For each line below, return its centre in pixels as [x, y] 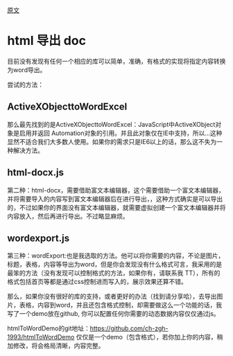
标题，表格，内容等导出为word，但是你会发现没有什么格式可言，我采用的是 [115, 265]
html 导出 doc [47, 41]
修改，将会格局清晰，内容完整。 [59, 346]
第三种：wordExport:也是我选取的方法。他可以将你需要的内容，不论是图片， [116, 256]
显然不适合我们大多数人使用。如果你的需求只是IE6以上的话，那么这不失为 [112, 141]
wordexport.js [38, 238]
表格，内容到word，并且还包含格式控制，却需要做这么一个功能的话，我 [121, 305]
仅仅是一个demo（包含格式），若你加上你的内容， [146, 337]
